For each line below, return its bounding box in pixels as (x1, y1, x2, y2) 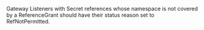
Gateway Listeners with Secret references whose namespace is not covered (6, 5, 199, 12)
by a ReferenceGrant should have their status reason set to (6, 11, 155, 19)
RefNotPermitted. (6, 18, 50, 25)
